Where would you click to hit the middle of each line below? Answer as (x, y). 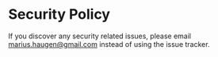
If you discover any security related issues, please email (100, 36)
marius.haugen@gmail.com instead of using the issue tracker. (109, 44)
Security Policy (59, 14)
